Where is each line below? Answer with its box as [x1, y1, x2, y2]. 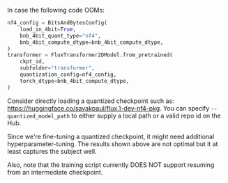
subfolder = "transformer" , [20, 65, 96, 72]
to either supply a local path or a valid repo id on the [71, 111, 222, 120]
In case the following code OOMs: [7, 6, 105, 14]
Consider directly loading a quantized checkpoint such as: [7, 97, 174, 105]
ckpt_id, [20, 58, 45, 65]
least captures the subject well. [7, 147, 97, 155]
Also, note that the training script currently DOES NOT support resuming [7, 160, 215, 169]
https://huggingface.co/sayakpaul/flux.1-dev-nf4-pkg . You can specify [7, 104, 210, 112]
